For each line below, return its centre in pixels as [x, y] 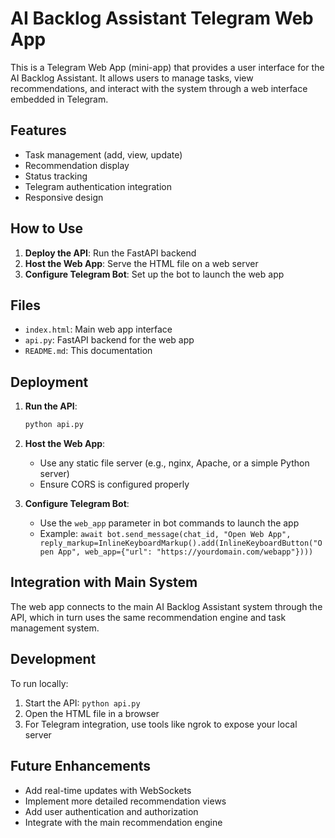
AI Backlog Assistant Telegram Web [162, 18]
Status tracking [56, 176]
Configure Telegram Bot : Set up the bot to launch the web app [154, 274]
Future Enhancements [81, 766]
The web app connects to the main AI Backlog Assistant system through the [166, 606]
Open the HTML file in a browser [92, 713]
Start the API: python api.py [82, 703]
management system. [55, 628]
